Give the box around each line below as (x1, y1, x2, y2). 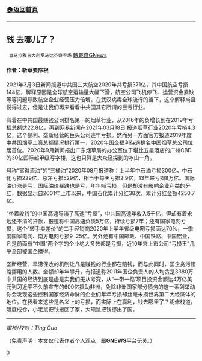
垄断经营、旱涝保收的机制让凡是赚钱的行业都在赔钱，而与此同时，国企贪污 (6, 261, 191, 268)
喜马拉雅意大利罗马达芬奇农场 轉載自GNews (8, 51, 107, 59)
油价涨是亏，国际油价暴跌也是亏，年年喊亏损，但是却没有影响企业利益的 (6, 182, 185, 190)
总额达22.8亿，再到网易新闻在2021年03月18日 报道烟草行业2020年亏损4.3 (11, 124, 195, 131)
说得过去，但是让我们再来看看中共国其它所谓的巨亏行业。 (6, 104, 148, 111)
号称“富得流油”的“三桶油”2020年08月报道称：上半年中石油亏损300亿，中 (6, 167, 188, 174)
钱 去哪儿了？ (6, 34, 56, 45)
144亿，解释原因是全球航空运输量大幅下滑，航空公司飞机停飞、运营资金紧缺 (6, 89, 194, 96)
